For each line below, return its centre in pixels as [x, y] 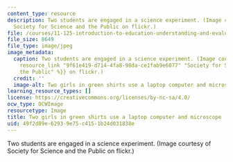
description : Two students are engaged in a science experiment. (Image [114, 20]
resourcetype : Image [37, 111]
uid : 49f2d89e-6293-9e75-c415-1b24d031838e [71, 123]
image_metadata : [31, 53]
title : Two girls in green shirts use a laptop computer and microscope [114, 117]
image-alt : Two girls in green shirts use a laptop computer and [110, 85]
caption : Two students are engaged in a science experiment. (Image [114, 59]
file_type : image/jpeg [40, 46]
